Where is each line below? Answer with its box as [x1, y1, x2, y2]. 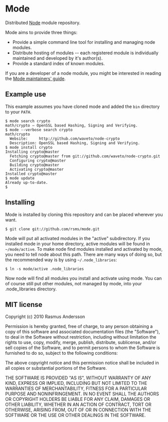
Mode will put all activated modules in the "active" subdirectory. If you [5, 235, 150, 241]
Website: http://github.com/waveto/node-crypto [10, 136, 120, 141]
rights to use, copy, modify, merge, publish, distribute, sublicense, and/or [5, 340, 156, 346]
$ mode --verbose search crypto [5, 127, 73, 132]
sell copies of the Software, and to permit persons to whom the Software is [5, 345, 160, 351]
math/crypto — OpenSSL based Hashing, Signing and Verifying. [5, 123, 138, 128]
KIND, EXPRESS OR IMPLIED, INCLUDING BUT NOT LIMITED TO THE [5, 380, 147, 386]
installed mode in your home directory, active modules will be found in [5, 241, 150, 247]
